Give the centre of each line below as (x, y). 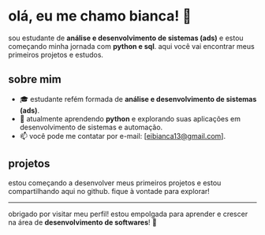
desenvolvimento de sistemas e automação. (91, 127)
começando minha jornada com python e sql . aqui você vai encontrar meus (131, 46)
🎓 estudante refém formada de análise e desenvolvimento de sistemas (138, 99)
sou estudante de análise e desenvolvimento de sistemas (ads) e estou (126, 38)
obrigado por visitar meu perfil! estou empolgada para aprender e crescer (128, 214)
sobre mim (35, 79)
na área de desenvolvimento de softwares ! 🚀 (83, 222)
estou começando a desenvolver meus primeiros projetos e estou (115, 183)
